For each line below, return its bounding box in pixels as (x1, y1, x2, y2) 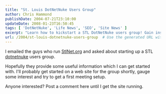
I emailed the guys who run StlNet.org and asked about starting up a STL (5, 48, 153, 54)
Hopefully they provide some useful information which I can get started (5, 63, 150, 69)
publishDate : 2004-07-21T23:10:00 (5, 16, 77, 21)
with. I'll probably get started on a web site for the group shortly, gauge (5, 68, 150, 74)
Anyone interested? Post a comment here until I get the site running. (5, 83, 144, 89)
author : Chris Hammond (5, 12, 52, 17)
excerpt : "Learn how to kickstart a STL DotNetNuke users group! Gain (5, 30, 154, 35)
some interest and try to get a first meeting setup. (5, 74, 106, 80)
